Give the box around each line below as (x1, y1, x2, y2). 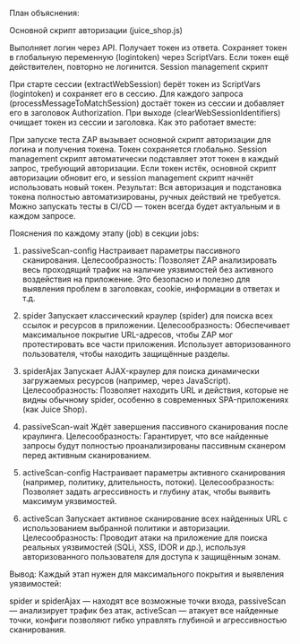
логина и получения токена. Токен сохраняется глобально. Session (9, 144, 267, 154)
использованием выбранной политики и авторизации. (21, 523, 231, 533)
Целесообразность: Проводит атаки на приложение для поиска (21, 533, 268, 543)
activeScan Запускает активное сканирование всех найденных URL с (21, 513, 288, 524)
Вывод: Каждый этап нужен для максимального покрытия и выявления (9, 569, 285, 579)
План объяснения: (9, 8, 80, 18)
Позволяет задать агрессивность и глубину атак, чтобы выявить (21, 486, 271, 497)
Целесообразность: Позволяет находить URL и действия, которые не (21, 385, 289, 396)
